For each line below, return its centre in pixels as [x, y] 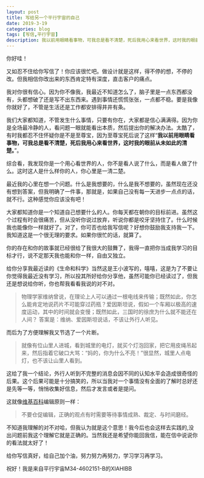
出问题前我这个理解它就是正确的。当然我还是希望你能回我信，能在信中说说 [99, 435]
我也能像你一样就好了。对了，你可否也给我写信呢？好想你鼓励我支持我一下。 [102, 227]
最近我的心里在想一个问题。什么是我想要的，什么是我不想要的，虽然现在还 [99, 184]
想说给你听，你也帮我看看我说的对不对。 [67, 283]
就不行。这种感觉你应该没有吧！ [46, 199]
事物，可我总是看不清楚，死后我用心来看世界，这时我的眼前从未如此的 [94, 143]
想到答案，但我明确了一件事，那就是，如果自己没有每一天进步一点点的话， [104, 192]
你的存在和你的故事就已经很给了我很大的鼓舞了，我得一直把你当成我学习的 [99, 248]
